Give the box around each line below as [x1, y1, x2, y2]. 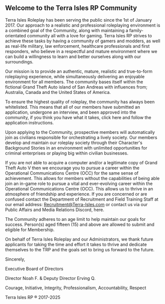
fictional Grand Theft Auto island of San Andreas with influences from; [5, 84, 148, 90]
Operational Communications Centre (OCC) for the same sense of [5, 170, 139, 176]
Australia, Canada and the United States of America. [5, 89, 111, 95]
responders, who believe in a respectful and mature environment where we [5, 48, 158, 54]
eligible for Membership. [5, 226, 55, 233]
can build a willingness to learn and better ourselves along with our [5, 54, 141, 60]
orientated [5, 32, 26, 38]
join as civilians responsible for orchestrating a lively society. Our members [5, 134, 158, 140]
